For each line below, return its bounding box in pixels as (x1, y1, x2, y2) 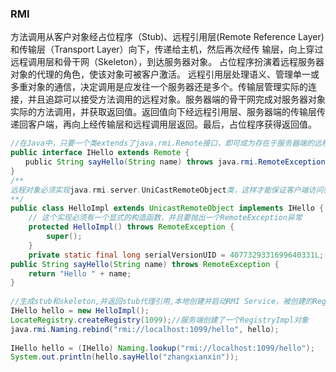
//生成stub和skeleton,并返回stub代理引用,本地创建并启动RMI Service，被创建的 (10, 297, 313, 307)
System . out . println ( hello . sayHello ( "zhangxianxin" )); (10, 352, 240, 362)
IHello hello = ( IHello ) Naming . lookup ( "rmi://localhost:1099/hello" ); (10, 343, 315, 353)
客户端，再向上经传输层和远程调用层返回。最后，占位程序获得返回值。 (27, 118, 317, 131)
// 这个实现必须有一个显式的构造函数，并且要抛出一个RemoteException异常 (28, 213, 303, 223)
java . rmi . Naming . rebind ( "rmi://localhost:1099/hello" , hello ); (10, 324, 280, 334)
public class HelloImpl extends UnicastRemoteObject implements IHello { (10, 203, 325, 214)
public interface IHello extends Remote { (10, 148, 190, 158)
